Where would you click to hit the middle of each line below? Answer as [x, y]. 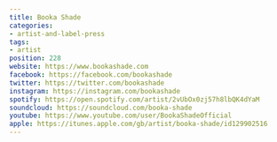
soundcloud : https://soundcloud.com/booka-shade [101, 108]
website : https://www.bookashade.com [79, 67]
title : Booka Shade [45, 17]
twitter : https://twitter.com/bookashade [87, 83]
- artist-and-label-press [57, 34]
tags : [19, 42]
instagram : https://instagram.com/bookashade [95, 91]
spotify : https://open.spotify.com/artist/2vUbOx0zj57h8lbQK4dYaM [135, 99]
